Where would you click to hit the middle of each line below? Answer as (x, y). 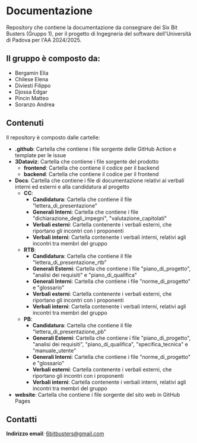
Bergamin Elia (31, 73)
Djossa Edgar (31, 92)
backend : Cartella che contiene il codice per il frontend (91, 174)
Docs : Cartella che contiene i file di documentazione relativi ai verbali (99, 180)
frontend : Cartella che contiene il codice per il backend (91, 168)
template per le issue (40, 155)
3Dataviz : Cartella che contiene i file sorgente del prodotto (87, 161)
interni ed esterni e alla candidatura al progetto (72, 187)
